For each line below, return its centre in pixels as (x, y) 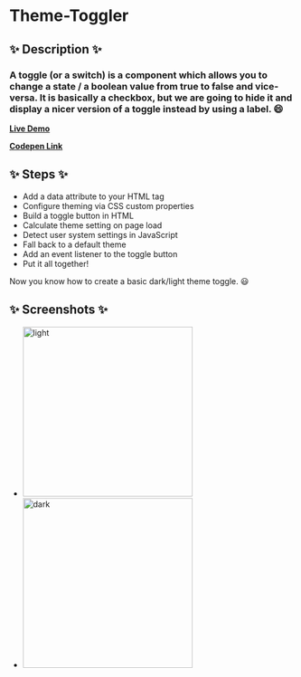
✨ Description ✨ (56, 49)
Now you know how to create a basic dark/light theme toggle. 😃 (129, 281)
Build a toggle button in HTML (78, 215)
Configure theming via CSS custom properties (108, 205)
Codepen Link (36, 146)
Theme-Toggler (69, 16)
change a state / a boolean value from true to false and (131, 86)
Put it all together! (55, 263)
